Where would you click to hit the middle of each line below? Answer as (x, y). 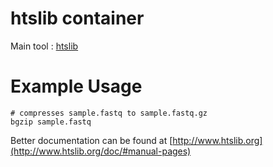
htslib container (77, 18)
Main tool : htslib (44, 46)
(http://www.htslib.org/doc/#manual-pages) (101, 151)
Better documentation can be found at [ (91, 140)
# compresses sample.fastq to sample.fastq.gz (109, 113)
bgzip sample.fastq (51, 122)
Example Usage (76, 86)
